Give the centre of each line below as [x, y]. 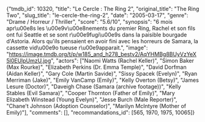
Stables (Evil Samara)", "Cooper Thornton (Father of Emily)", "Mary [91, 93]
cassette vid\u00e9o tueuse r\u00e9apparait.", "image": [77, 48]
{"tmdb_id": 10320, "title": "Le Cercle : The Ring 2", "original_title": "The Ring [103, 9]
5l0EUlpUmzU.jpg [29, 61]
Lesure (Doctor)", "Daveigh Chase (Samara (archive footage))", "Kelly [94, 87]
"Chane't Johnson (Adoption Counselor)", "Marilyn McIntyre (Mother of [96, 106]
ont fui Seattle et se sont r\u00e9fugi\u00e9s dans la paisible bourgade [97, 35]
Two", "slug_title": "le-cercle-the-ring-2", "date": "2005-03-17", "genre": [97, 15]
